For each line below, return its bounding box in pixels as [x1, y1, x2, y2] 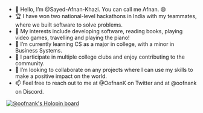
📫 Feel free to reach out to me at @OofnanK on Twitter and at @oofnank [14, 79, 197, 86]
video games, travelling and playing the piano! [14, 34, 130, 41]
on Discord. [14, 88, 44, 95]
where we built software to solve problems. [14, 21, 123, 28]
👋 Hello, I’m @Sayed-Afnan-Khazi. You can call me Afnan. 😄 [14, 6, 166, 13]
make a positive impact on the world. [14, 73, 107, 80]
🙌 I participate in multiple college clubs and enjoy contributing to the [14, 53, 185, 60]
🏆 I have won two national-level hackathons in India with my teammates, [14, 13, 197, 19]
